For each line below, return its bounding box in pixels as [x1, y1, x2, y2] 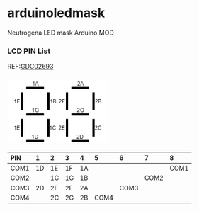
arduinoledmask [7, 5, 105, 21]
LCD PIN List [7, 46, 51, 56]
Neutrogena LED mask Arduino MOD [7, 28, 115, 37]
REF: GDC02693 [7, 62, 54, 71]
